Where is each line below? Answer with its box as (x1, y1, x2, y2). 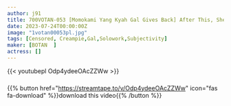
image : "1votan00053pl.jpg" (7, 29, 88, 36)
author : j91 (7, 10, 41, 17)
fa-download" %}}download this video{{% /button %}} (7, 91, 162, 99)
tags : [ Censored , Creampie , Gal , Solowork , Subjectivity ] (7, 36, 168, 42)
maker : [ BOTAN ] (7, 42, 57, 49)
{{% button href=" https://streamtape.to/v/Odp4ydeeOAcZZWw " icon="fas (7, 83, 218, 92)
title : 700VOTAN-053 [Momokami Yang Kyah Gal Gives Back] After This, (7, 16, 214, 23)
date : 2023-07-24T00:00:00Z (7, 23, 88, 29)
